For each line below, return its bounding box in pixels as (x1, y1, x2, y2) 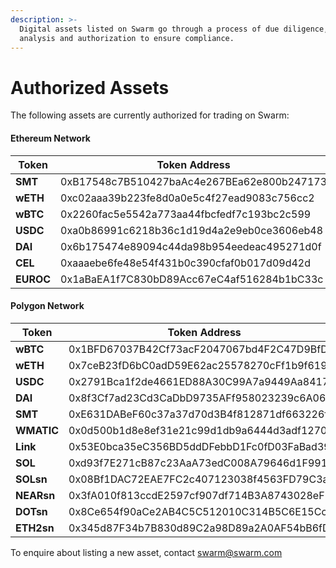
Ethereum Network (10, 132, 91, 144)
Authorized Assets (10, 76, 170, 99)
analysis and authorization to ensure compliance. (19, 33, 235, 43)
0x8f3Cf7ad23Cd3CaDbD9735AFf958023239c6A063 (68, 391, 333, 405)
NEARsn (15, 488, 56, 502)
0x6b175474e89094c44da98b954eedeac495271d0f (60, 239, 322, 253)
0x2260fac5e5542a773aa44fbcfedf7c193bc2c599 (60, 207, 312, 221)
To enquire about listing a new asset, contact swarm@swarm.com (10, 546, 283, 558)
